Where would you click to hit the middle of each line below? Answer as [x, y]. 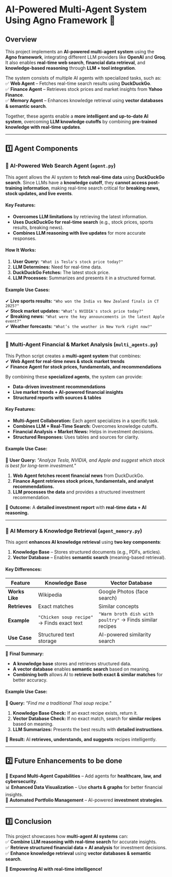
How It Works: [21, 250]
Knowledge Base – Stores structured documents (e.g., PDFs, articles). [87, 552]
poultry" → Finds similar [128, 620]
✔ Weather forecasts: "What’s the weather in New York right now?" [79, 327]
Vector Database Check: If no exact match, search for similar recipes [87, 718]
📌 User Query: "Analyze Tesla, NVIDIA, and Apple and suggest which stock [85, 460]
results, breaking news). [38, 227]
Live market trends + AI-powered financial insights [68, 392]
